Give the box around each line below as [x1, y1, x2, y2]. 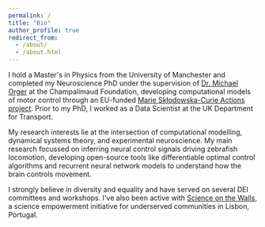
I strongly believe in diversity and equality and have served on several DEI [8, 185, 249, 194]
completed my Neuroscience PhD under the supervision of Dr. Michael [8, 78, 239, 88]
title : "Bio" [8, 19, 51, 27]
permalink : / [8, 11, 51, 20]
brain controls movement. [8, 169, 93, 179]
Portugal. [8, 210, 38, 219]
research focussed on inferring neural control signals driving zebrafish [8, 144, 238, 153]
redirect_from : [8, 33, 59, 42]
